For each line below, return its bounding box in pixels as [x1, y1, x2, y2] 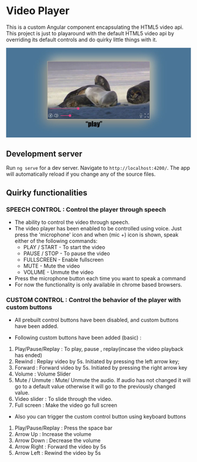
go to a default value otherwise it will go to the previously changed [14, 383, 176, 390]
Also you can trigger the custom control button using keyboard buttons [14, 413, 186, 420]
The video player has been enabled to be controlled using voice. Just [14, 225, 182, 232]
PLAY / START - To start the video [23, 244, 106, 251]
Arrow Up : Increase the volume [14, 431, 92, 438]
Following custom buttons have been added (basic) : [14, 334, 142, 342]
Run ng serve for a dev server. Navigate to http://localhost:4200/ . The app [6, 165, 191, 172]
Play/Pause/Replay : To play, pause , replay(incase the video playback [14, 346, 184, 353]
